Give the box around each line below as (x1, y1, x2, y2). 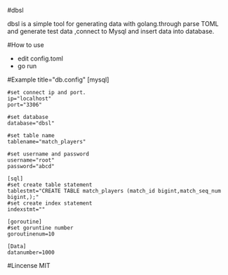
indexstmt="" (7, 206, 46, 213)
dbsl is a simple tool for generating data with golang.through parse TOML (7, 20, 219, 27)
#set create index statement (7, 200, 93, 207)
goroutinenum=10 (7, 231, 55, 238)
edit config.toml (17, 54, 63, 63)
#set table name (7, 132, 55, 139)
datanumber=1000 (7, 249, 55, 256)
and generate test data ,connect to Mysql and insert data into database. (7, 27, 215, 35)
